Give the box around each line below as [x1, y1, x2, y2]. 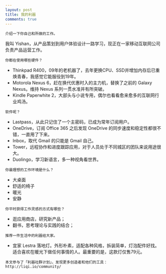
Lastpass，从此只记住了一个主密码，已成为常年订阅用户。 [12, 119, 132, 125]
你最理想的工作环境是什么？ [5, 167, 54, 173]
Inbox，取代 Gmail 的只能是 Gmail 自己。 [12, 138, 96, 144]
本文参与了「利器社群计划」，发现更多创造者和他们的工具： [5, 260, 107, 265]
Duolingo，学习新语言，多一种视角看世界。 [12, 156, 101, 163]
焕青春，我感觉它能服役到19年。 [12, 74, 79, 80]
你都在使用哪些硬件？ [5, 58, 42, 63]
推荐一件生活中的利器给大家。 [5, 233, 57, 238]
